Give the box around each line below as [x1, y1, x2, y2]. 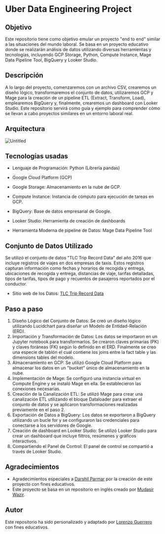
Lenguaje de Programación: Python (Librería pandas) [12, 165, 120, 171]
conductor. [5, 281, 27, 287]
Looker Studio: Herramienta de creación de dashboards [12, 218, 126, 224]
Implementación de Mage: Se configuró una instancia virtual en [12, 376, 141, 381]
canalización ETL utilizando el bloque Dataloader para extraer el [12, 396, 142, 402]
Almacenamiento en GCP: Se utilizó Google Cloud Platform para [12, 360, 142, 366]
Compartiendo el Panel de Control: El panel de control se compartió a [12, 443, 154, 449]
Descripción [5, 71, 43, 80]
